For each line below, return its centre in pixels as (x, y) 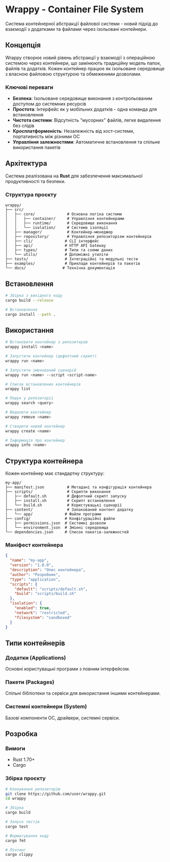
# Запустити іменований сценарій (41, 370)
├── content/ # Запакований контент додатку (69, 510)
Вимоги (15, 748)
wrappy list (18, 389)
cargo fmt (16, 840)
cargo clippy (19, 855)
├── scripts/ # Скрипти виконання (58, 492)
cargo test (17, 827)
